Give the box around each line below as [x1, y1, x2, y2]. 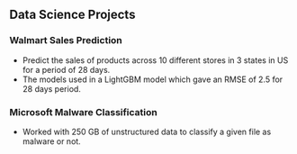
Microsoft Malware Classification [9, 105, 157, 118]
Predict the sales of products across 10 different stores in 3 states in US [22, 54, 289, 66]
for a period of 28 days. [22, 64, 111, 75]
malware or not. [22, 135, 81, 147]
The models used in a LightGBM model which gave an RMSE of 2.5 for [22, 74, 283, 85]
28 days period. [22, 83, 81, 94]
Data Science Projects [9, 7, 136, 23]
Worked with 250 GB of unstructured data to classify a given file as [22, 126, 272, 137]
